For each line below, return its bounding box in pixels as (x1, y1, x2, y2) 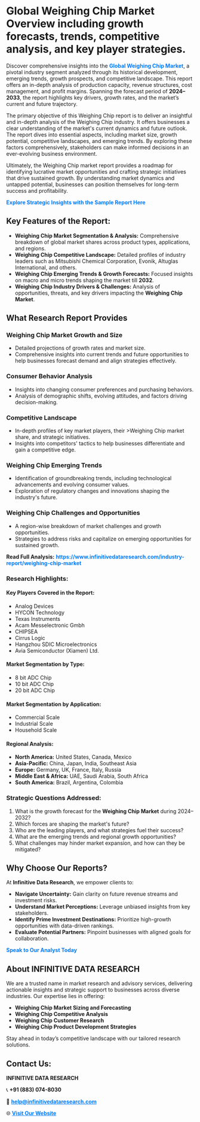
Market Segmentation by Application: (6, 701, 101, 708)
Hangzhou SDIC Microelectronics (14, 641, 97, 648)
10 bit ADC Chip (14, 680, 54, 687)
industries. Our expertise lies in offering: (6, 993, 105, 1000)
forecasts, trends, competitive (6, 30, 160, 43)
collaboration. (14, 935, 49, 942)
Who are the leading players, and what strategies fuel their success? (14, 826, 184, 833)
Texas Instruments (14, 615, 61, 622)
